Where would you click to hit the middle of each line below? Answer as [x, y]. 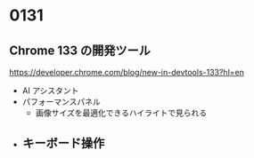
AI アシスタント [50, 91]
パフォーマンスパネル [61, 102]
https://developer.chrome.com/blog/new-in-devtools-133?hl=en [127, 72]
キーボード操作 [63, 143]
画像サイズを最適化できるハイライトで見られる [121, 113]
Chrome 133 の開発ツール [80, 50]
